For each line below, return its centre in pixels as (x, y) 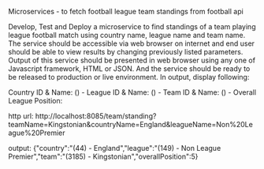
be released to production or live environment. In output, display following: (129, 77)
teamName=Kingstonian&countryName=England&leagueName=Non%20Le (131, 124)
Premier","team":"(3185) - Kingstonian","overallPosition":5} (103, 156)
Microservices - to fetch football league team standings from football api (126, 11)
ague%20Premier (37, 133)
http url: (21, 116)
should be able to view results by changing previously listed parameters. (126, 52)
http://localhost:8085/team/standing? (96, 116)
